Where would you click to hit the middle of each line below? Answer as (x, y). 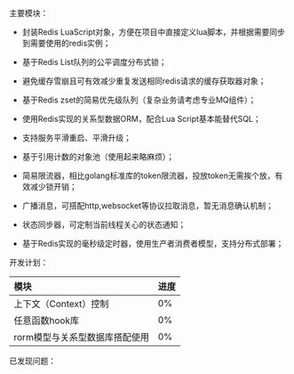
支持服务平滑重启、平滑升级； (76, 138)
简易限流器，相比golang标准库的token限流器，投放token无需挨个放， (148, 175)
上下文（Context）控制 (61, 304)
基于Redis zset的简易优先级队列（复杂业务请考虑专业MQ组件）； (139, 100)
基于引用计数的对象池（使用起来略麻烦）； (98, 157)
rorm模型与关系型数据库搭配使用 (81, 337)
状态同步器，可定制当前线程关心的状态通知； (104, 224)
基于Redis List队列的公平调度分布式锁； (94, 62)
